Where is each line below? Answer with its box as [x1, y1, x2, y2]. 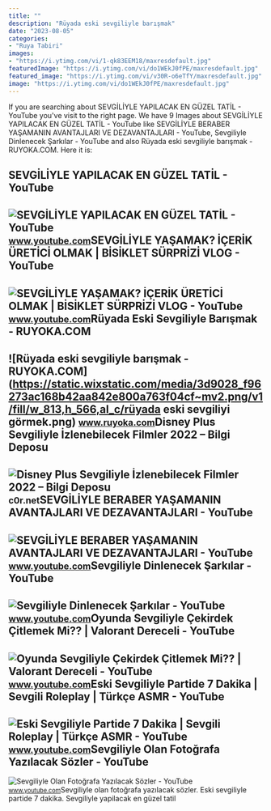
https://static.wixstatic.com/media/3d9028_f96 [11, 377, 261, 391]
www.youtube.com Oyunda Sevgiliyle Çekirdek [8, 612, 234, 626]
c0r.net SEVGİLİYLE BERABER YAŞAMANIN [8, 493, 222, 507]
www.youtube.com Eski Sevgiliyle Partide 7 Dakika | [8, 677, 258, 690]
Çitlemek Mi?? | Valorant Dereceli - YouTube [8, 624, 235, 638]
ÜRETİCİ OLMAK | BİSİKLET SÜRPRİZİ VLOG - [8, 246, 240, 260]
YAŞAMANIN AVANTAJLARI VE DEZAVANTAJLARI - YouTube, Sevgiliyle [8, 127, 247, 138]
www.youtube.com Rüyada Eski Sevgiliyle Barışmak [8, 312, 257, 325]
